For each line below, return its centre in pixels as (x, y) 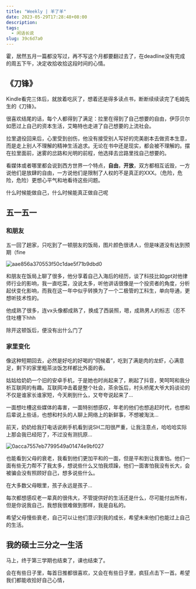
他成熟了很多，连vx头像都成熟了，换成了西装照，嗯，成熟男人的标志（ (91, 310)
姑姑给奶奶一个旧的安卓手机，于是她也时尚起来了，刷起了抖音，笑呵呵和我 (95, 380)
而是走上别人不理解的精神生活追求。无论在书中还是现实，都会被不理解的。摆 (98, 145)
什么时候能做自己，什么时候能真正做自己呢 (57, 192)
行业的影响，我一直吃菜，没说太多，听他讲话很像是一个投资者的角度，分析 (100, 283)
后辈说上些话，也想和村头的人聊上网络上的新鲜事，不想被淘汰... (83, 415)
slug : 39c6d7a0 (24, 39)
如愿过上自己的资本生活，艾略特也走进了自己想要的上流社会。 (80, 126)
